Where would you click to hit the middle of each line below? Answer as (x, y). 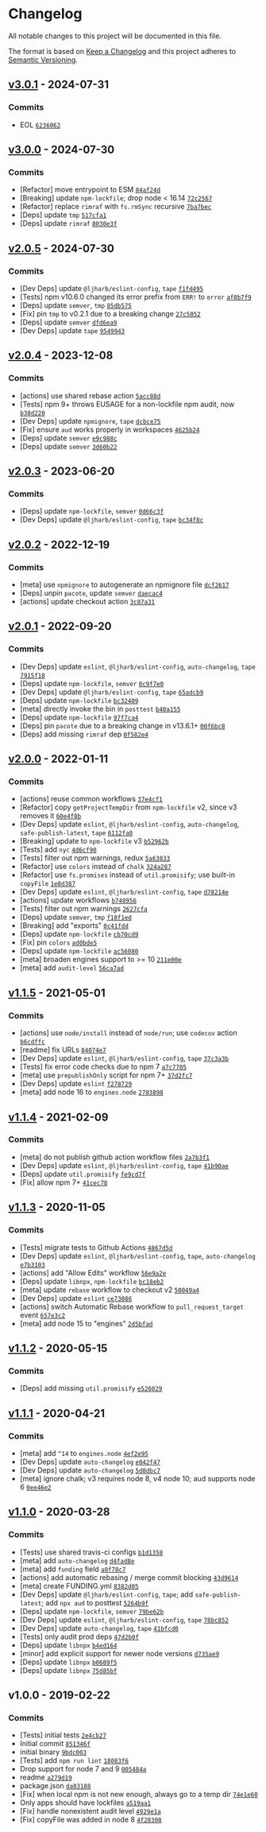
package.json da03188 (55, 1786)
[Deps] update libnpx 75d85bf (68, 1670)
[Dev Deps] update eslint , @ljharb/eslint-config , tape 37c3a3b (124, 1058)
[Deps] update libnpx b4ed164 (68, 1645)
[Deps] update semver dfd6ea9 (68, 322)
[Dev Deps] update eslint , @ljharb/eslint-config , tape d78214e (124, 892)
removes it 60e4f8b (50, 816)
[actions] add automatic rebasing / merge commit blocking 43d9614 (129, 1577)
